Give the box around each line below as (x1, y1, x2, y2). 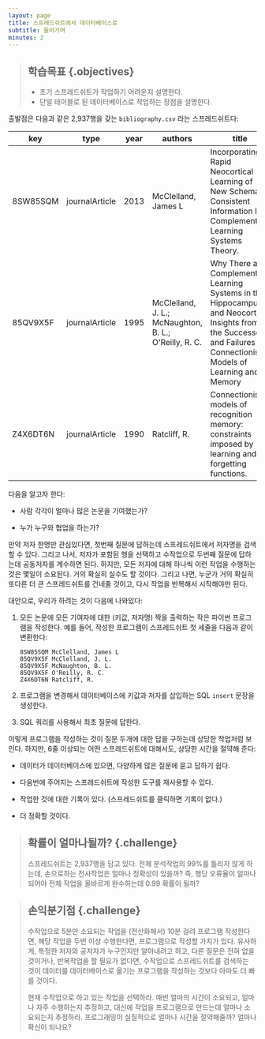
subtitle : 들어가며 (8, 26, 65, 34)
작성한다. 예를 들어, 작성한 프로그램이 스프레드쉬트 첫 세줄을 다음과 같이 (34, 623, 254, 632)
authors (162, 133, 192, 144)
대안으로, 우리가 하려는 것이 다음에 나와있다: (8, 596, 144, 606)
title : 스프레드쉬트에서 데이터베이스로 (8, 19, 118, 27)
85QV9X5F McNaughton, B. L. (19, 662, 112, 670)
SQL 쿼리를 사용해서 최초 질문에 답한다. (19, 718, 141, 727)
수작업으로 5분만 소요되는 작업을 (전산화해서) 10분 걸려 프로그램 (27, 926, 223, 936)
